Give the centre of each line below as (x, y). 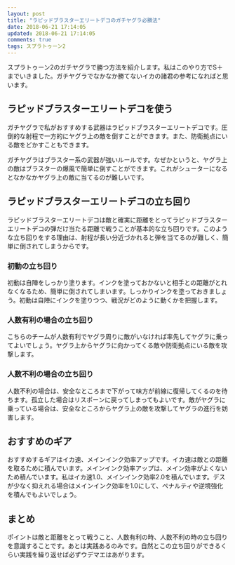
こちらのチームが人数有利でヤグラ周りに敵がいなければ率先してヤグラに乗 (115, 337)
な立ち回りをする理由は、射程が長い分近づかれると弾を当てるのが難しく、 (115, 237)
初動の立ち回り (33, 266)
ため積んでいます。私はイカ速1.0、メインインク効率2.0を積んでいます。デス (116, 477)
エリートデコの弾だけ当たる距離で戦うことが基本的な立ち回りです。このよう (117, 228)
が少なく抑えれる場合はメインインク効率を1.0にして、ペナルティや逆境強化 (115, 486)
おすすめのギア (40, 441)
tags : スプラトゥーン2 (36, 46)
